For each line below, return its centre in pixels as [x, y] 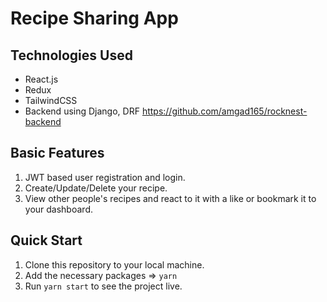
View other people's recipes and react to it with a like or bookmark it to [170, 198]
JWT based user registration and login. [105, 177]
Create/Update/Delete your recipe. [96, 188]
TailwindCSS [51, 100]
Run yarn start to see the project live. [103, 286]
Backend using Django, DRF [82, 111]
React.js [41, 79]
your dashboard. [58, 209]
